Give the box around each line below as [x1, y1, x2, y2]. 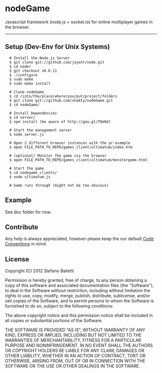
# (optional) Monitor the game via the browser [9, 153, 107, 158]
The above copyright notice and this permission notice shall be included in [5, 312, 153, 318]
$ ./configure [9, 72, 38, 78]
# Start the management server [9, 128, 72, 132]
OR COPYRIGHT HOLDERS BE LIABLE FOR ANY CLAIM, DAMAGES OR [5, 348, 145, 354]
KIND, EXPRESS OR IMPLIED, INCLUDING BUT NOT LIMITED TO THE [5, 332, 142, 338]
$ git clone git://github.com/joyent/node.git [9, 60, 105, 65]
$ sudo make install [9, 81, 51, 86]
